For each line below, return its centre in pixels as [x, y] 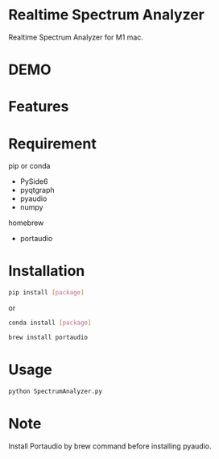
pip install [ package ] [46, 293]
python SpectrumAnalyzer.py [56, 391]
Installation [47, 271]
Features [39, 107]
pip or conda [29, 166]
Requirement [52, 144]
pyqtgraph [37, 190]
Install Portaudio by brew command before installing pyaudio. [110, 446]
